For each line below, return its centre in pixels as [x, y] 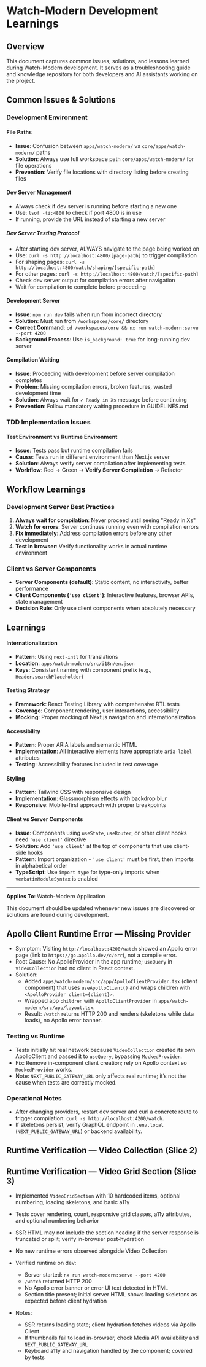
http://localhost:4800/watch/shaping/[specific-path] [85, 268]
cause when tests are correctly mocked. [66, 1082]
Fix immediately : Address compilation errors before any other [93, 533]
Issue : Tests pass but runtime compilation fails [74, 450]
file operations [33, 165]
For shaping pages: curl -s [50, 262]
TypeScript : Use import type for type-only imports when [87, 872]
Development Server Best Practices [60, 507]
